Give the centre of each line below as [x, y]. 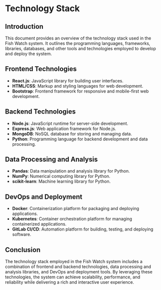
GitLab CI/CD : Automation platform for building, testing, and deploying [83, 229]
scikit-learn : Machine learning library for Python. [61, 181]
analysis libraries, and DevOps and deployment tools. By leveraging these [79, 272]
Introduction [24, 27]
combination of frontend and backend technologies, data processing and [78, 267]
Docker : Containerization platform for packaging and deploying [76, 209]
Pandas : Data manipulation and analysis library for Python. [71, 171]
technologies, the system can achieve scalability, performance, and [73, 277]
